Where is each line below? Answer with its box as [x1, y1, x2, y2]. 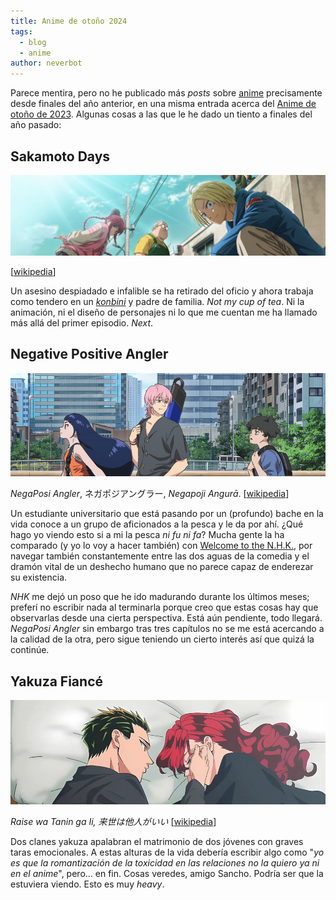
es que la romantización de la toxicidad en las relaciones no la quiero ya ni [10, 856, 320, 869]
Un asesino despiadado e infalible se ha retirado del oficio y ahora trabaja [10, 285, 314, 297]
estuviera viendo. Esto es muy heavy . [10, 878, 165, 890]
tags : [10, 26, 33, 37]
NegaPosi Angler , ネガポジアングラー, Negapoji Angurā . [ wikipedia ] [10, 488, 290, 500]
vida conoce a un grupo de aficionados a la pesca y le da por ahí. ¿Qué [10, 518, 304, 530]
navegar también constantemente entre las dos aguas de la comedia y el [10, 550, 310, 562]
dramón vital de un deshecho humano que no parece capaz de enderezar [10, 561, 314, 573]
